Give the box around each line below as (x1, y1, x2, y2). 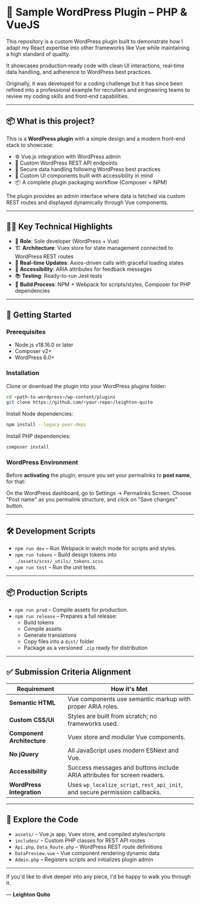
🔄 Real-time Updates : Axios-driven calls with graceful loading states (14, 259, 184, 266)
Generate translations (23, 631, 77, 639)
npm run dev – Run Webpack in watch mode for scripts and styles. (14, 545, 177, 552)
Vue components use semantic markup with (67, 695, 191, 703)
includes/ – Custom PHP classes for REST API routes (14, 837, 146, 844)
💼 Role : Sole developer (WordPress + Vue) (14, 237, 119, 244)
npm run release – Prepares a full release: (14, 612, 117, 620)
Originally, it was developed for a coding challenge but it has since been (6, 80, 183, 87)
